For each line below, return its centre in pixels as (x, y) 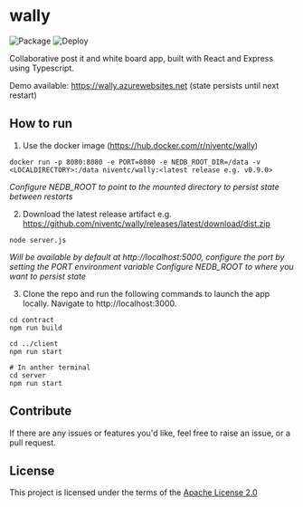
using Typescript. (42, 68)
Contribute (41, 411)
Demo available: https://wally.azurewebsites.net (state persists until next (144, 85)
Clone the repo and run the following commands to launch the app (146, 293)
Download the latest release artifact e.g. (97, 214)
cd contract (32, 320)
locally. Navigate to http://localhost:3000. (99, 303)
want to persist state (47, 276)
